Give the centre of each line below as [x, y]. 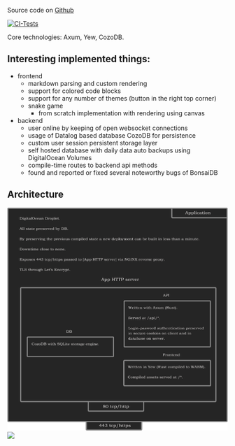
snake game [45, 106]
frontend [30, 75]
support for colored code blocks [74, 91]
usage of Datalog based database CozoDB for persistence [112, 135]
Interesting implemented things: [79, 59]
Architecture [36, 195]
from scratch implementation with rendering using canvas [121, 113]
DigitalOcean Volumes [60, 157]
